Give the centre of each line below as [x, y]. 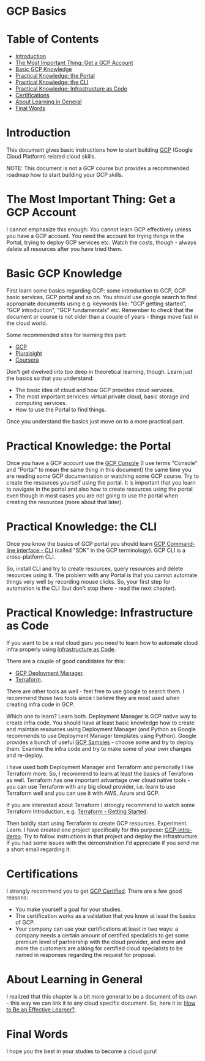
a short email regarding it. [39, 849]
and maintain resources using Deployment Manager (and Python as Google [101, 729]
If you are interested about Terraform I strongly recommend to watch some [101, 805]
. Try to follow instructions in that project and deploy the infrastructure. [110, 836]
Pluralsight [29, 353]
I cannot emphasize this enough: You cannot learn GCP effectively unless [99, 229]
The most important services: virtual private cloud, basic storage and [102, 396]
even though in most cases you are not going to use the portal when [92, 495]
